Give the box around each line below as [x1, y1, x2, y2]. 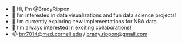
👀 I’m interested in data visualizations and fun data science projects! [11, 12, 177, 19]
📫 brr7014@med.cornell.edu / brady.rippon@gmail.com [11, 31, 148, 37]
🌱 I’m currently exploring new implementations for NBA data [11, 18, 157, 24]
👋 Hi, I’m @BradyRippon [11, 6, 70, 12]
